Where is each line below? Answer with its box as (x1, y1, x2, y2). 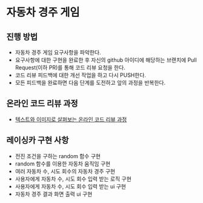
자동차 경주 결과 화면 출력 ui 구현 (15, 190, 93, 198)
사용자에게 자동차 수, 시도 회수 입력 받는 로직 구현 (15, 175, 131, 182)
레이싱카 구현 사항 (6, 135, 69, 145)
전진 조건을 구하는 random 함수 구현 (15, 152, 101, 159)
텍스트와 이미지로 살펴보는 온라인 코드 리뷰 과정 (15, 116, 127, 123)
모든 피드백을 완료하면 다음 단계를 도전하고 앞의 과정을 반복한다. (15, 79, 165, 86)
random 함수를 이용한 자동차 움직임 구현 (15, 160, 111, 167)
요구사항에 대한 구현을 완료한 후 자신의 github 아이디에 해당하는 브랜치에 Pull (15, 56, 197, 64)
